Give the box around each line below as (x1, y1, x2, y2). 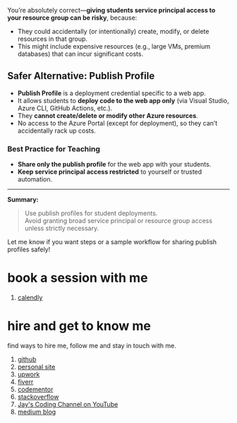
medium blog (17, 407, 56, 416)
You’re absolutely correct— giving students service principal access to (7, 6, 216, 14)
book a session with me (7, 270, 148, 286)
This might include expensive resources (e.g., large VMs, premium (17, 42, 210, 50)
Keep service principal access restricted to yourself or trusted (17, 167, 202, 176)
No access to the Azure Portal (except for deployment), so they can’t (17, 119, 218, 127)
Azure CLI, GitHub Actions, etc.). (17, 104, 113, 112)
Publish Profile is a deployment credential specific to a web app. (17, 88, 206, 97)
